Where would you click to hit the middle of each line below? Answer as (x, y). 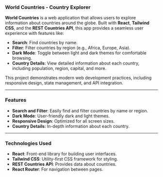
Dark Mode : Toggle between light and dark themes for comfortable (79, 53)
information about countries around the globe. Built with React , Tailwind (77, 23)
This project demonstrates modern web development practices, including (78, 78)
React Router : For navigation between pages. (57, 169)
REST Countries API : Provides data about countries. (64, 164)
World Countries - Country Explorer (48, 7)
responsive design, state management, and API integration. (64, 83)
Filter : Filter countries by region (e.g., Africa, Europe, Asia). (71, 48)
